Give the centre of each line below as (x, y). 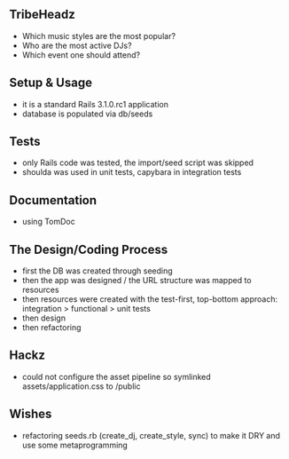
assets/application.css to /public (81, 386)
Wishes (31, 414)
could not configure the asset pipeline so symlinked (116, 376)
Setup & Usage (51, 83)
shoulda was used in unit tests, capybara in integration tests (132, 172)
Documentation (53, 200)
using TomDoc (48, 222)
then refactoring (51, 328)
